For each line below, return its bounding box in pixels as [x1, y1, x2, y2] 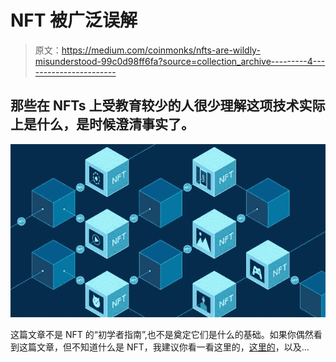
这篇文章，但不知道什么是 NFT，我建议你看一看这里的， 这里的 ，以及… [18, 341, 310, 353]
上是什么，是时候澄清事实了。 [10, 116, 195, 133]
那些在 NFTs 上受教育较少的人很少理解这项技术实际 [10, 97, 326, 115]
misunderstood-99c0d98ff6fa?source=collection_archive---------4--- [34, 55, 326, 67]
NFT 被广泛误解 [10, 9, 138, 32]
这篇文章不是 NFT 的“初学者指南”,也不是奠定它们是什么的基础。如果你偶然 [10, 329, 314, 341]
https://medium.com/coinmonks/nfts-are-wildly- [61, 44, 261, 56]
